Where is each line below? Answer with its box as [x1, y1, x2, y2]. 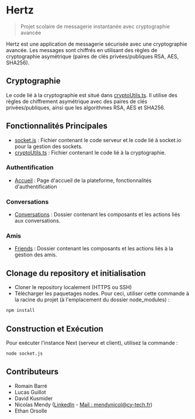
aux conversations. [14, 217, 61, 224]
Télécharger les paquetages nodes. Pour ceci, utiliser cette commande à [14, 290, 190, 297]
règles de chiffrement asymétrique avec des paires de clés [6, 98, 148, 105]
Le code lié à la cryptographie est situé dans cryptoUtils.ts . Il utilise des [6, 91, 178, 98]
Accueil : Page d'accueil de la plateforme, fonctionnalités [14, 177, 152, 184]
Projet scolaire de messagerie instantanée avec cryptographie [20, 23, 170, 30]
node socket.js [6, 351, 43, 356]
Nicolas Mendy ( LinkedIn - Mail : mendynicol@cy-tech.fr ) [14, 401, 153, 408]
